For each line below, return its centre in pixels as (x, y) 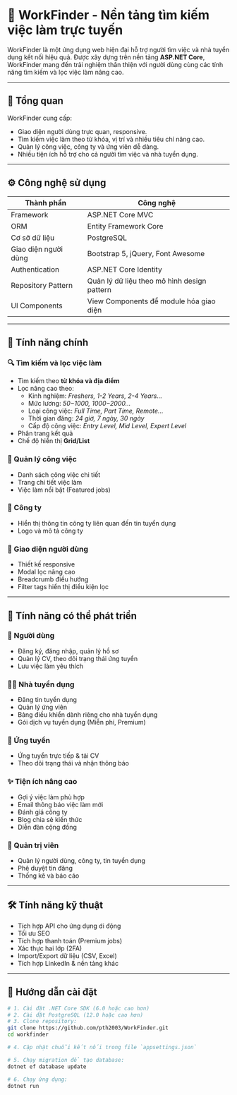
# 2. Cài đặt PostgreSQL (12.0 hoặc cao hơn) (75, 1015)
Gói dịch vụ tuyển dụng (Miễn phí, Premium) (81, 722)
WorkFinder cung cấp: (40, 118)
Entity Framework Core (125, 226)
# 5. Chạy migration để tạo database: (66, 1060)
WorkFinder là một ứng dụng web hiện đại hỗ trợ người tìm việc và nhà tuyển (119, 49)
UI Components (37, 305)
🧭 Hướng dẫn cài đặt (52, 992)
